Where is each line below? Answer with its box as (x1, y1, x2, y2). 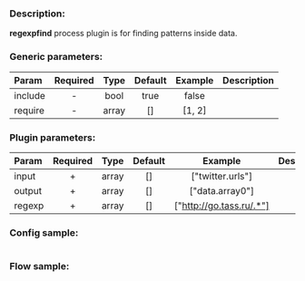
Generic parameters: (9, 51, 103, 63)
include (14, 89, 45, 102)
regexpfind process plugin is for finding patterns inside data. (9, 28, 238, 39)
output (14, 184, 43, 197)
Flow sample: (9, 260, 70, 273)
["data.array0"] (189, 184, 254, 197)
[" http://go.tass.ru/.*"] (173, 199, 270, 211)
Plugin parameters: (9, 131, 96, 143)
